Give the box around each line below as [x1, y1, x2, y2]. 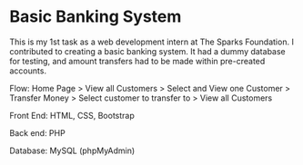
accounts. [9, 65, 47, 76]
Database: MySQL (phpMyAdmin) [9, 145, 136, 156]
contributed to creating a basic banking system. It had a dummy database [9, 45, 287, 56]
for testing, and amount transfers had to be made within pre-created [9, 55, 266, 66]
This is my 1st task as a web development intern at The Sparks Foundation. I [9, 36, 294, 47]
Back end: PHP [9, 127, 66, 138]
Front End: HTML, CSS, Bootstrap [9, 110, 135, 121]
